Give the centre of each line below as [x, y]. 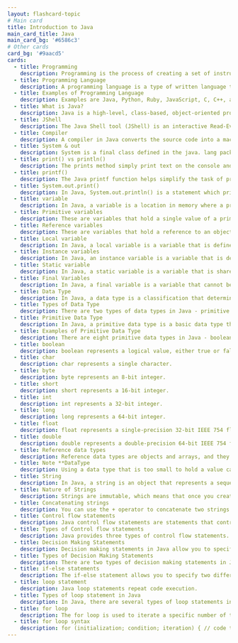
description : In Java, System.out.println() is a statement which [120, 193]
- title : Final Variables [52, 278]
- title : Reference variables [58, 225]
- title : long [34, 410]
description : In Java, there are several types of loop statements [121, 602]
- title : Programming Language [60, 80]
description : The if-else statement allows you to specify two [115, 576]
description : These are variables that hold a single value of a [119, 219]
